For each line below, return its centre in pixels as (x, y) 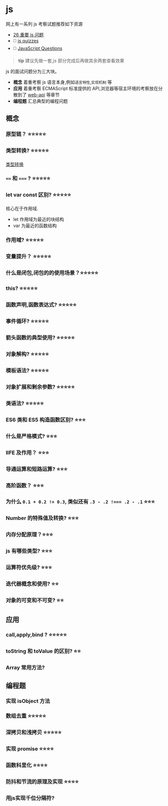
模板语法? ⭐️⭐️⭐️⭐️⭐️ (28, 371)
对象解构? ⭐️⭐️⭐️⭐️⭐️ (28, 354)
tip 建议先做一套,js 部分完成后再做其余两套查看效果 (71, 60)
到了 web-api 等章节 (38, 95)
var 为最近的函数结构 (35, 226)
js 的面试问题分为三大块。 (33, 71)
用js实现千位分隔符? (30, 798)
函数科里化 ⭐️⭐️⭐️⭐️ (27, 766)
